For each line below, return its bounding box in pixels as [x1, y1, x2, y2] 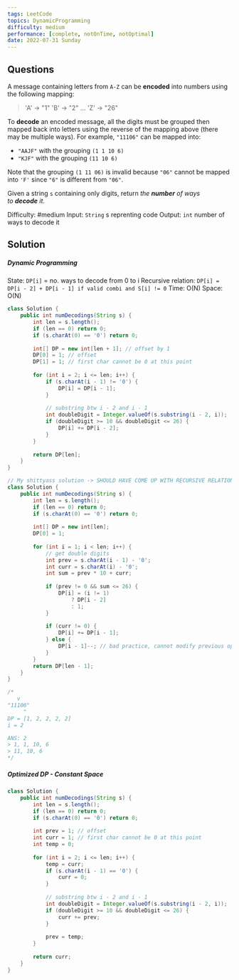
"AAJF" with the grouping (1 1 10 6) [17, 146, 124, 155]
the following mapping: [7, 90, 75, 98]
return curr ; [33, 953, 72, 960]
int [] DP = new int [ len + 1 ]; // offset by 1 [33, 345, 171, 353]
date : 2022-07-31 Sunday [7, 37, 81, 44]
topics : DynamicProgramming [7, 17, 91, 24]
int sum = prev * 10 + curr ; [45, 570, 132, 577]
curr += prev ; [58, 913, 100, 921]
